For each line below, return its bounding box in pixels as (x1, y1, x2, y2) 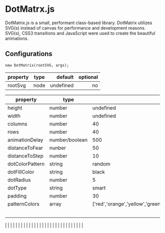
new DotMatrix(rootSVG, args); (5, 63, 69, 67)
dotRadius (7, 176, 31, 183)
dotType (7, 184, 27, 191)
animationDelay (7, 136, 43, 143)
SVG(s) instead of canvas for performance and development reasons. (5, 25, 146, 31)
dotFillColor (7, 168, 34, 175)
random (92, 160, 110, 167)
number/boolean (49, 136, 88, 143)
